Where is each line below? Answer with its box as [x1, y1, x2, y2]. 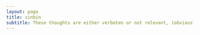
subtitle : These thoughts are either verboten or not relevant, [6, 20, 169, 26]
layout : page [6, 8, 39, 15]
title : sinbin [6, 14, 42, 20]
